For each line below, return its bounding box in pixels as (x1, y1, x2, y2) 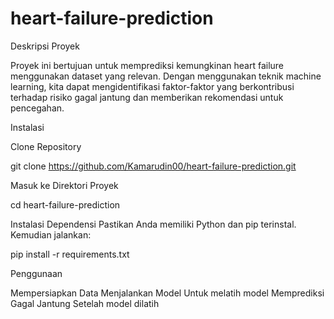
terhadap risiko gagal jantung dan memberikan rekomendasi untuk (10, 91, 284, 103)
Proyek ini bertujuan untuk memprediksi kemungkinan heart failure (10, 59, 285, 71)
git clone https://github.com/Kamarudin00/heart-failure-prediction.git (10, 160, 297, 172)
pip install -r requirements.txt (10, 248, 130, 260)
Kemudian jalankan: (10, 228, 92, 241)
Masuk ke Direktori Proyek (10, 179, 119, 191)
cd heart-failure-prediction (10, 198, 121, 211)
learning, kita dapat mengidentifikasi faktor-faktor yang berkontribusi (10, 80, 295, 92)
